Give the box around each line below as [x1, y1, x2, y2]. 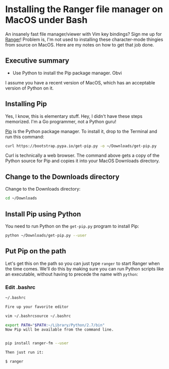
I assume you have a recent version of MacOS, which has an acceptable [5, 79, 155, 85]
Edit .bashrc [5, 284, 36, 291]
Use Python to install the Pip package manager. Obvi [12, 70, 122, 76]
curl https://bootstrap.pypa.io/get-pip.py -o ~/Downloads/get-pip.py [5, 143, 157, 149]
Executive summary [5, 57, 70, 65]
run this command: [5, 133, 44, 140]
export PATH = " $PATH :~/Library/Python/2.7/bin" [5, 322, 105, 328]
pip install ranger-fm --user [5, 341, 69, 346]
